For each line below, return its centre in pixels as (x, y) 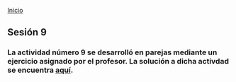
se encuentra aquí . (40, 70)
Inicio (15, 10)
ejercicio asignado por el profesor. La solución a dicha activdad (118, 61)
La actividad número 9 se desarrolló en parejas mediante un (112, 52)
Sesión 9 (27, 32)
